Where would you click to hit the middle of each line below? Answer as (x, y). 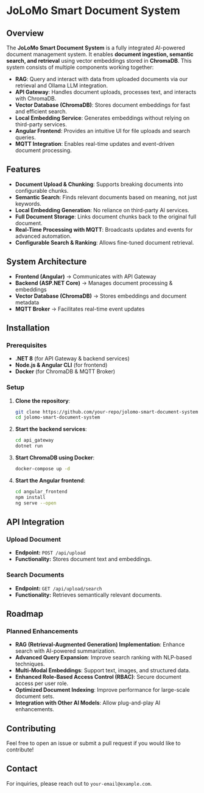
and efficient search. (41, 111)
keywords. (28, 203)
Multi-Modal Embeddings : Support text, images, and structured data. (103, 670)
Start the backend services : (51, 429)
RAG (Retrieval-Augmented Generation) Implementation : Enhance (100, 645)
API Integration (36, 522)
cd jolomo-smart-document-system (58, 418)
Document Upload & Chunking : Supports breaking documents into (99, 184)
